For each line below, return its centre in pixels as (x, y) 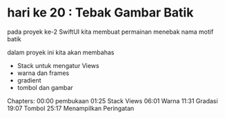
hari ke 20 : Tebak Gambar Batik (100, 13)
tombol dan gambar (45, 87)
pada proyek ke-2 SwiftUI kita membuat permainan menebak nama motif (110, 32)
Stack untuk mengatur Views (58, 65)
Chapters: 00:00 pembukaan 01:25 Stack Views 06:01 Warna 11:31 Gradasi (113, 100)
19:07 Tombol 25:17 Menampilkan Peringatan (71, 108)
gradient (29, 80)
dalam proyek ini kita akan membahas (61, 52)
